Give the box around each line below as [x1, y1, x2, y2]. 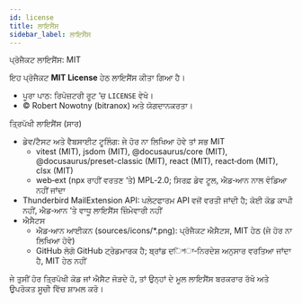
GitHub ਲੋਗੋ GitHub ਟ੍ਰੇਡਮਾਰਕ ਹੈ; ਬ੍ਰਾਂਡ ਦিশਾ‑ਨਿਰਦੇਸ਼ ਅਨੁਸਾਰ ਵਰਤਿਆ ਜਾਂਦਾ [35, 246, 292, 256]
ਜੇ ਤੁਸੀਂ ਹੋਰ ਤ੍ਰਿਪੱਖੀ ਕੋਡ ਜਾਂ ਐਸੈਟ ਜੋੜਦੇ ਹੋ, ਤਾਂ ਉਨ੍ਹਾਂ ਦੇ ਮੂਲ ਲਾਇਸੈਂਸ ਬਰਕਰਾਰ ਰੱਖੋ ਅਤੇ [9, 274, 270, 284]
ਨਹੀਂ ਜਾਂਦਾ [35, 185, 66, 195]
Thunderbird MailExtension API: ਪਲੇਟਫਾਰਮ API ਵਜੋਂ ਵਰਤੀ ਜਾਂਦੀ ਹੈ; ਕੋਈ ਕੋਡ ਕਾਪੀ [22, 195, 293, 206]
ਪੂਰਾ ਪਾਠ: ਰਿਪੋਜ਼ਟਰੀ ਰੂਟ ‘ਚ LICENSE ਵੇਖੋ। [22, 91, 155, 101]
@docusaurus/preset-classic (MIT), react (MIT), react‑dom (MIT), [35, 156, 279, 167]
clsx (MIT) [35, 165, 74, 176]
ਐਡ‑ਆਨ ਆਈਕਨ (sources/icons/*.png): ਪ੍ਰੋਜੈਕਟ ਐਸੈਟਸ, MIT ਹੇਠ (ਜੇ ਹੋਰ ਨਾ [35, 225, 293, 236]
